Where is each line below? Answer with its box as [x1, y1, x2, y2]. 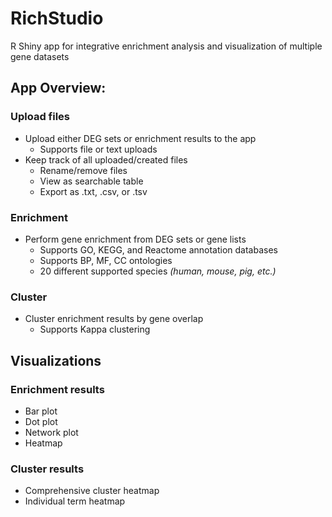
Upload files [10, 110, 71, 124]
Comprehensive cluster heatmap [24, 485, 160, 497]
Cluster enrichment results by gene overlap [24, 313, 204, 325]
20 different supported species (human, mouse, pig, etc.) [39, 265, 277, 277]
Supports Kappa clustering [39, 323, 151, 336]
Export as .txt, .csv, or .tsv [39, 185, 148, 197]
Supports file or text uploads [39, 143, 158, 155]
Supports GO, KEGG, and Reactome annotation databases [39, 243, 278, 256]
